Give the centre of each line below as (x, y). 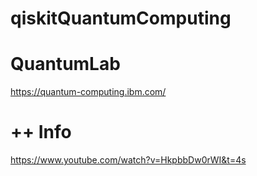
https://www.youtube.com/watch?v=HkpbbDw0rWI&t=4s (128, 160)
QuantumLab (65, 64)
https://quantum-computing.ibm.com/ (88, 92)
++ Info (41, 132)
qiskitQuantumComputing (121, 18)
